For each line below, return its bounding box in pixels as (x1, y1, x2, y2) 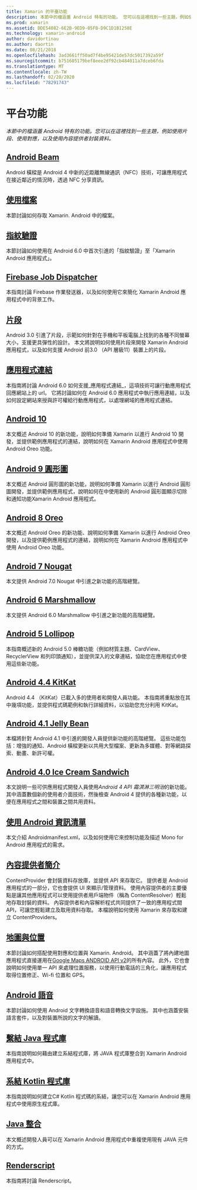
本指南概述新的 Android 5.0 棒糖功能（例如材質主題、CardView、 (6, 645, 164, 652)
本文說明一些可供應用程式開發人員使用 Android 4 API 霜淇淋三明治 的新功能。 (6, 784, 191, 791)
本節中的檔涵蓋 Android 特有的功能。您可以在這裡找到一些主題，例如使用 (6, 127, 182, 134)
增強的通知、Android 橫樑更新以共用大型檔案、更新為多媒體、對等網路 (16, 742, 186, 750)
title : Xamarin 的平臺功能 (6, 8, 67, 15)
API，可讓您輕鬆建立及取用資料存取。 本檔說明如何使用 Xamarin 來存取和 (6, 906, 182, 913)
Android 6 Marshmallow (6, 595, 96, 605)
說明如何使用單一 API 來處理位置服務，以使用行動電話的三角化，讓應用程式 (6, 964, 187, 971)
